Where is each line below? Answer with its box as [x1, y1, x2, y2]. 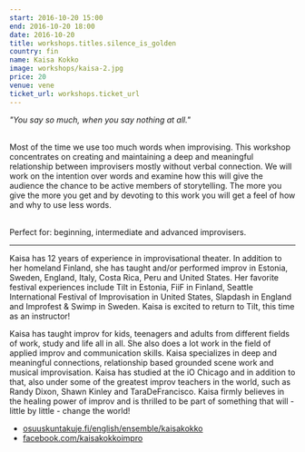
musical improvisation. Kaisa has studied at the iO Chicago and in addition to [9, 367, 296, 378]
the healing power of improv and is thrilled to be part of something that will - [9, 396, 295, 407]
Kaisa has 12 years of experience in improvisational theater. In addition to [9, 252, 282, 263]
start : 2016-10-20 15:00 [9, 13, 103, 23]
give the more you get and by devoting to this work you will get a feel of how [9, 190, 296, 201]
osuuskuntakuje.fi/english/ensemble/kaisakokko [22, 423, 203, 434]
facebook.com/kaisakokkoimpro [22, 432, 143, 443]
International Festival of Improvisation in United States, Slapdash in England [9, 291, 292, 302]
